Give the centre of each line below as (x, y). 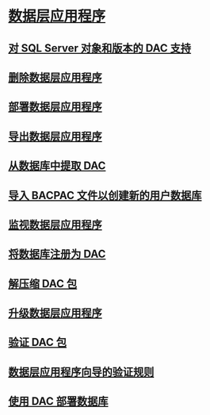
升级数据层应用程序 (55, 313)
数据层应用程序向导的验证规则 (81, 372)
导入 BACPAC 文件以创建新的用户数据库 (105, 195)
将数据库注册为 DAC (57, 254)
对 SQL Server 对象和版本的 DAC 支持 (100, 48)
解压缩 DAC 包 (43, 284)
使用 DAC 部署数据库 (58, 402)
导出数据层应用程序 (55, 136)
